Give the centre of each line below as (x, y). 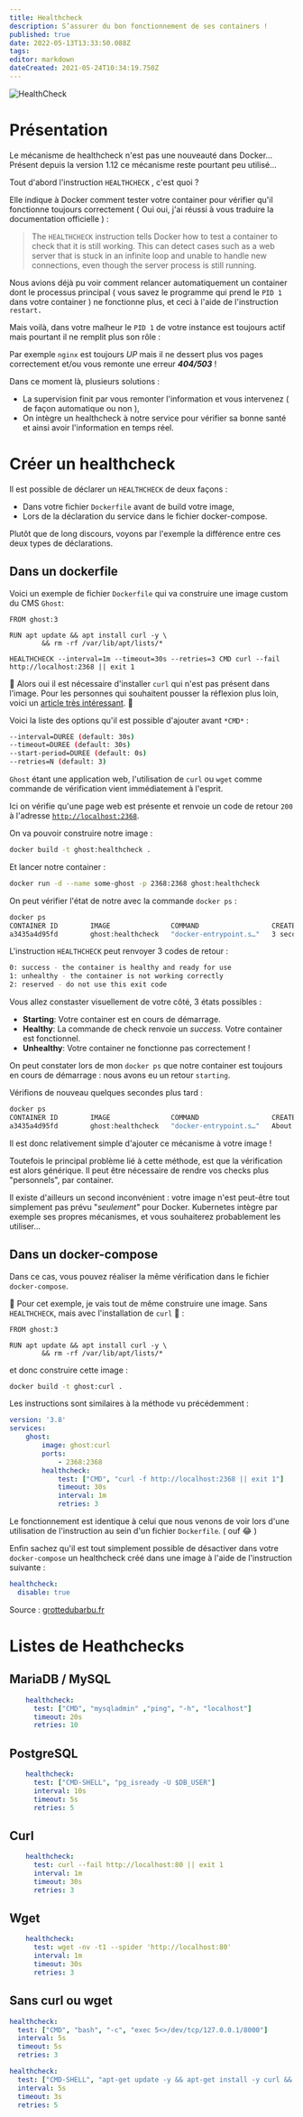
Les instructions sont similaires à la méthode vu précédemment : (129, 1403)
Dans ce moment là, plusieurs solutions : (85, 381)
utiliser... (25, 1226)
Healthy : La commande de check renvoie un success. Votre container (152, 1029)
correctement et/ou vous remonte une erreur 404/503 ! (113, 364)
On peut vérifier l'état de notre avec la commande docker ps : (123, 901)
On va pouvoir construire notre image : (81, 833)
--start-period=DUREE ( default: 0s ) (78, 753)
